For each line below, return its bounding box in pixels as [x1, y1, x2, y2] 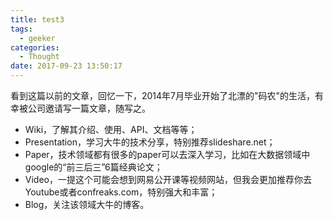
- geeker [19, 33, 56, 43]
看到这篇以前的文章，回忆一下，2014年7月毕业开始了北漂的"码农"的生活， [10, 90, 316, 101]
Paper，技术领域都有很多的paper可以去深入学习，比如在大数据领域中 [24, 149, 311, 160]
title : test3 [10, 14, 65, 25]
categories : [10, 42, 60, 53]
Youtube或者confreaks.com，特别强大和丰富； [24, 186, 218, 198]
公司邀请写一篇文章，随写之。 [27, 102, 151, 114]
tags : [10, 24, 33, 34]
